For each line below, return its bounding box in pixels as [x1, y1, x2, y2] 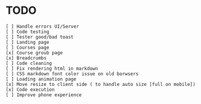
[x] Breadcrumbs [5, 55, 47, 61]
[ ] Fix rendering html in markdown [5, 66, 98, 72]
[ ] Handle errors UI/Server [5, 23, 79, 29]
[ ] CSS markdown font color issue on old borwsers [5, 70, 139, 77]
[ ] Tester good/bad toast [5, 34, 74, 40]
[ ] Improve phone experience [5, 91, 82, 98]
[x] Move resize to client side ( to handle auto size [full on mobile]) [5, 81, 196, 87]
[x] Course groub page [5, 49, 63, 56]
